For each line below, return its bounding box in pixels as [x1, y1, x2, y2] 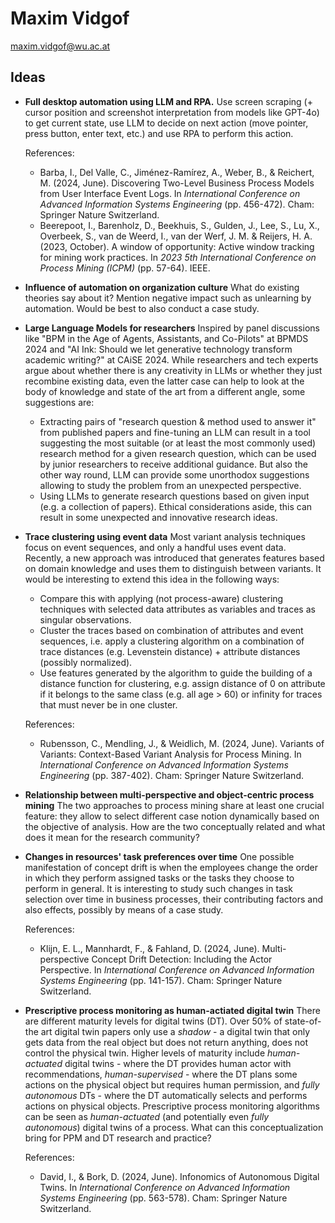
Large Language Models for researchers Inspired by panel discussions [24, 322, 320, 334]
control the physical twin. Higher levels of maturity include [24, 1047, 266, 1059]
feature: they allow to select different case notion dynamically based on [24, 810, 320, 822]
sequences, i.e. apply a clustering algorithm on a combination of [39, 635, 305, 647]
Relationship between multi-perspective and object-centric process [24, 788, 315, 801]
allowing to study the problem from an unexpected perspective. [39, 479, 302, 491]
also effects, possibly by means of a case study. [24, 903, 224, 916]
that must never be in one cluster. [39, 698, 178, 711]
